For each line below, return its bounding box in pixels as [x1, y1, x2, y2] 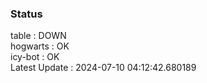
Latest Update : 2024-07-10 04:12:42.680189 [10, 62, 197, 74]
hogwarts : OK [10, 40, 70, 52]
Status [10, 7, 43, 21]
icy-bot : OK [10, 51, 60, 63]
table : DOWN [10, 30, 67, 42]
